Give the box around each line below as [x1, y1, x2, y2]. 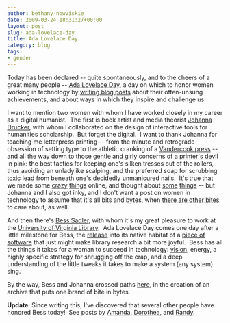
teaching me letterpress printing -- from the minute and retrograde [7, 138, 195, 146]
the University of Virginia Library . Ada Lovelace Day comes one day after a [7, 223, 219, 231]
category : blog [7, 42, 51, 49]
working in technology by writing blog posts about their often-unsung [7, 88, 203, 96]
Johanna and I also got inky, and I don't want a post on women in [7, 188, 190, 196]
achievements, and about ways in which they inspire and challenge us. [7, 95, 207, 103]
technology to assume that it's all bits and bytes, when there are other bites [7, 196, 220, 204]
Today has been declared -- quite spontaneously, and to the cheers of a [7, 73, 210, 81]
